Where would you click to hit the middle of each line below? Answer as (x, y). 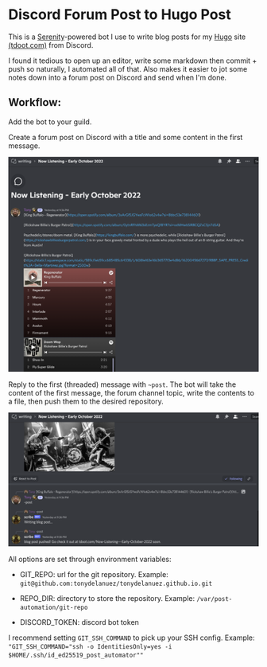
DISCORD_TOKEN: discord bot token (79, 622)
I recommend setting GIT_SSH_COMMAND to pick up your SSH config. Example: (132, 638)
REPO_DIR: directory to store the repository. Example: (107, 598)
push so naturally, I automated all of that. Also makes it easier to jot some (128, 68)
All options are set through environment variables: (90, 559)
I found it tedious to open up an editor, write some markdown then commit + (133, 60)
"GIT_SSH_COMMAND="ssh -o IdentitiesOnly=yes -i (90, 646)
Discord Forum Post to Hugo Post (120, 15)
